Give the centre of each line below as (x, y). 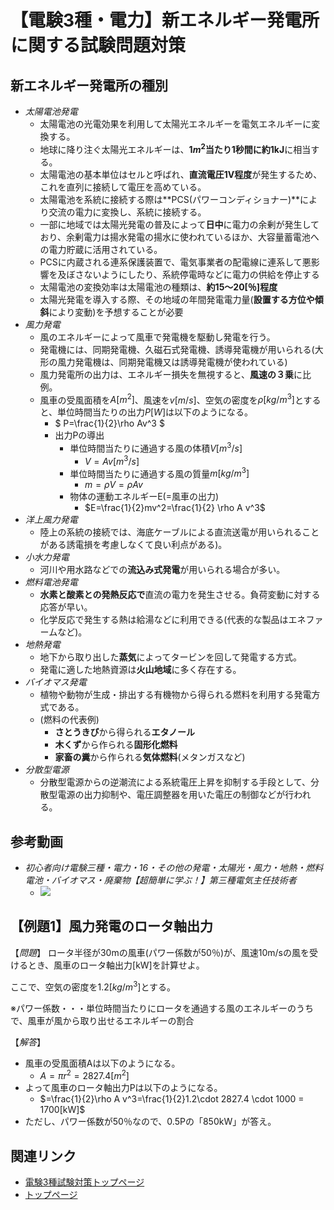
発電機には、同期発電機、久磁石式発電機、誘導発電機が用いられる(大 (181, 349)
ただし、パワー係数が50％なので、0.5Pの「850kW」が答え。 (150, 1122)
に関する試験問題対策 (98, 45)
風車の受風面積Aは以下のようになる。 (102, 1063)
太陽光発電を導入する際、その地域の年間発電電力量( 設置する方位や (177, 299)
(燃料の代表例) (69, 720)
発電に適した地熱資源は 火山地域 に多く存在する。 (140, 670)
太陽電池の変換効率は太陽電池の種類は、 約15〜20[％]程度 (158, 287)
